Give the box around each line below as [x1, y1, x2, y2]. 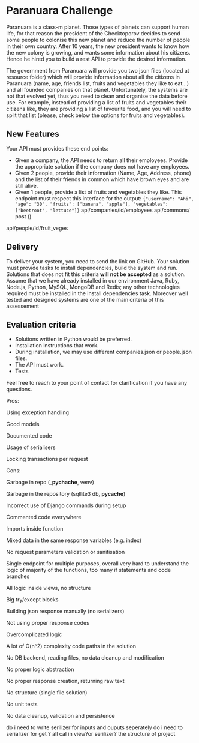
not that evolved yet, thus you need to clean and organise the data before [6, 92, 188, 100]
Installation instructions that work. [14, 342, 99, 349]
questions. [6, 385, 32, 393]
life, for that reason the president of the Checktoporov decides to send [6, 29, 181, 37]
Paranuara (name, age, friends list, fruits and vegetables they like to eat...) [6, 79, 189, 87]
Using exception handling [6, 409, 70, 416]
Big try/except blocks [6, 596, 59, 603]
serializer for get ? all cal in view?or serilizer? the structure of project [6, 730, 176, 738]
